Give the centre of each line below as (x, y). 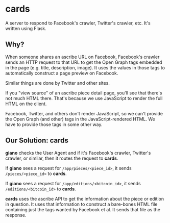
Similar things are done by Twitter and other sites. (57, 83)
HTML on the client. (26, 104)
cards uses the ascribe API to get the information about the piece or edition (85, 199)
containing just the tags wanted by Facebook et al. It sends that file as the (83, 209)
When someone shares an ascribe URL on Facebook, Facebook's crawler (82, 57)
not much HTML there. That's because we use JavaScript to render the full (84, 98)
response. (16, 215)
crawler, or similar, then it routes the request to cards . (62, 158)
